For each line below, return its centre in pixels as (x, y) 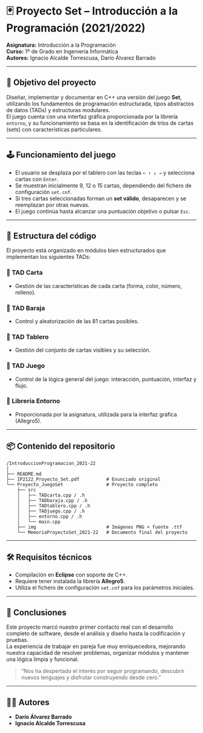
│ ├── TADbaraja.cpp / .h (52, 500)
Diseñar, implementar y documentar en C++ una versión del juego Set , (94, 97)
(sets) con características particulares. (54, 129)
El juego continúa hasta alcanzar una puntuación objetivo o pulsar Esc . (102, 211)
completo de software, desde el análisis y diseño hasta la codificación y (96, 634)
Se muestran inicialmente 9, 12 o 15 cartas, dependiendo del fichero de (103, 186)
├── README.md (24, 474)
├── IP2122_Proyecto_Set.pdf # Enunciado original (84, 479)
